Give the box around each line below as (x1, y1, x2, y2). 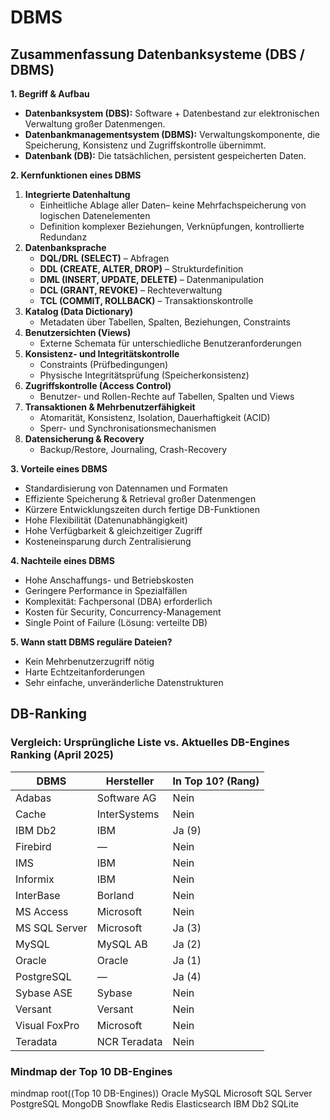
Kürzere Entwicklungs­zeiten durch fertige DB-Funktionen (24, 504, 260, 515)
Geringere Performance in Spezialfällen (24, 585, 188, 596)
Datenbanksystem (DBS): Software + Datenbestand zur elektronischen (24, 107, 320, 119)
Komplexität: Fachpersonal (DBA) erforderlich (24, 596, 213, 607)
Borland (96, 888, 135, 902)
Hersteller (105, 774, 155, 788)
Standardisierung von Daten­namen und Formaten (24, 482, 228, 494)
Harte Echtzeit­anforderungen (24, 666, 146, 678)
